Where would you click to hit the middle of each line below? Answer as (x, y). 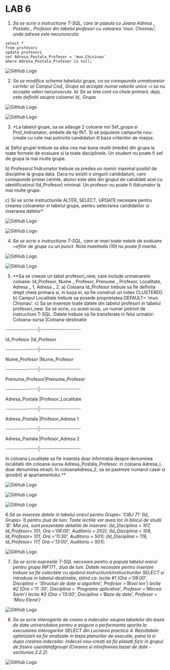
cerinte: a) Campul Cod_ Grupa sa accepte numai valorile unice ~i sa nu (89, 86)
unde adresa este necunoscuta (46, 34)
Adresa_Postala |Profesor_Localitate (43, 399)
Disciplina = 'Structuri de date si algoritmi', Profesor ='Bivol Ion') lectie (87, 583)
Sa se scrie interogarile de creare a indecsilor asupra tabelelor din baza (88, 619)
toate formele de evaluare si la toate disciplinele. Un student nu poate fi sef (84, 153)
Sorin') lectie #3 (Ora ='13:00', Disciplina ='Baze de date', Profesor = (85, 594)
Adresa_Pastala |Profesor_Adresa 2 (42, 438)
